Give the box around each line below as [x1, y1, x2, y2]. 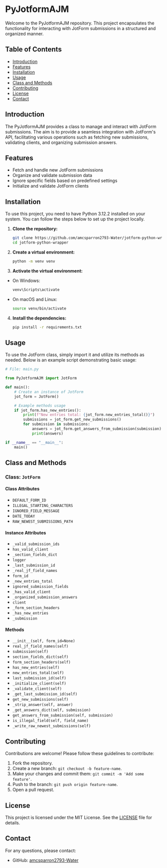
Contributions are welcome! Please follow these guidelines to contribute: [5, 750, 155, 756]
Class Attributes [5, 486, 40, 492]
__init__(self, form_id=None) [12, 638, 76, 643]
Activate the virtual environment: [12, 267, 83, 273]
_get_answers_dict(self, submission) [12, 707, 91, 713]
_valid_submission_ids [12, 541, 60, 547]
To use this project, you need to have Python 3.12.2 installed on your [5, 211, 146, 217]
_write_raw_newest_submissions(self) [12, 723, 91, 728]
